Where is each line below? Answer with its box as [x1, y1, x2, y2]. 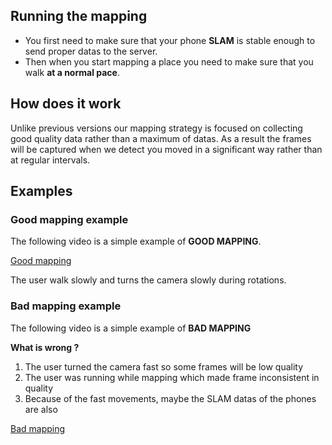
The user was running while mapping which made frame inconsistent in [24, 371, 320, 383]
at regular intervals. [10, 154, 91, 166]
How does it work [10, 95, 122, 113]
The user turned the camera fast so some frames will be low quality [24, 360, 304, 373]
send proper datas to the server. [24, 45, 158, 57]
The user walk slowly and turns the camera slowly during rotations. [10, 274, 287, 286]
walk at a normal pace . [24, 66, 120, 78]
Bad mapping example [10, 299, 122, 313]
